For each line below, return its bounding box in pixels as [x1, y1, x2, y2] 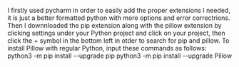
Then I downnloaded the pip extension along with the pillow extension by [7, 21, 223, 29]
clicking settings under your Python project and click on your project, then [7, 29, 225, 37]
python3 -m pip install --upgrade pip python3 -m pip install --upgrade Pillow [7, 51, 233, 60]
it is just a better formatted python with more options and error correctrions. [7, 14, 230, 22]
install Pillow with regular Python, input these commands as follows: [7, 44, 207, 52]
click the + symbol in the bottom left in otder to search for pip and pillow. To [7, 36, 230, 45]
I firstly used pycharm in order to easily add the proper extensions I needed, [7, 6, 230, 14]
